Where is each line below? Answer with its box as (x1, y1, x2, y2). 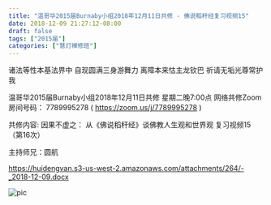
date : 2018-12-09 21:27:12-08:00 (8, 19, 122, 28)
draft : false (8, 27, 53, 35)
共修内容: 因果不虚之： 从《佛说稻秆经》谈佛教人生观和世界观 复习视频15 (8, 120, 252, 130)
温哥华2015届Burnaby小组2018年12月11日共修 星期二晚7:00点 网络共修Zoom (8, 92, 262, 102)
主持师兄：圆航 (8, 147, 58, 157)
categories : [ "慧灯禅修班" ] (8, 42, 97, 50)
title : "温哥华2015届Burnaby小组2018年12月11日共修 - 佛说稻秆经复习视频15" (8, 11, 250, 20)
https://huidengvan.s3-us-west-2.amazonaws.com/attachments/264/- (8, 164, 245, 173)
